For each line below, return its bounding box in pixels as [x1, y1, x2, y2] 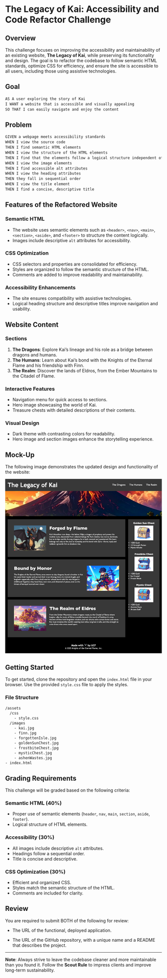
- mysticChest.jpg [14, 751, 52, 756]
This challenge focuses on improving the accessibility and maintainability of [5, 47, 161, 53]
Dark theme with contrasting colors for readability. [12, 431, 116, 437]
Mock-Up [5, 450, 35, 459]
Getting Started [5, 663, 54, 672]
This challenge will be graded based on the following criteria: [5, 787, 130, 794]
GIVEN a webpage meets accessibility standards [5, 134, 106, 140]
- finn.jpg [14, 731, 37, 736]
